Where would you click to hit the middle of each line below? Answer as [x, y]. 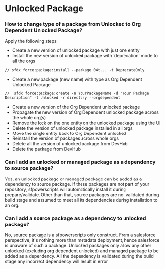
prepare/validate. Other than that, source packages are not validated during [82, 195]
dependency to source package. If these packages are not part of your [77, 184]
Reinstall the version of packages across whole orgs [65, 138]
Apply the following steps [31, 41]
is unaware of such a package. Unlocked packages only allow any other [78, 246]
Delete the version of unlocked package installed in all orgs [72, 128]
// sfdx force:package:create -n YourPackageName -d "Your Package [77, 94]
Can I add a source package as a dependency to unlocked [76, 218]
